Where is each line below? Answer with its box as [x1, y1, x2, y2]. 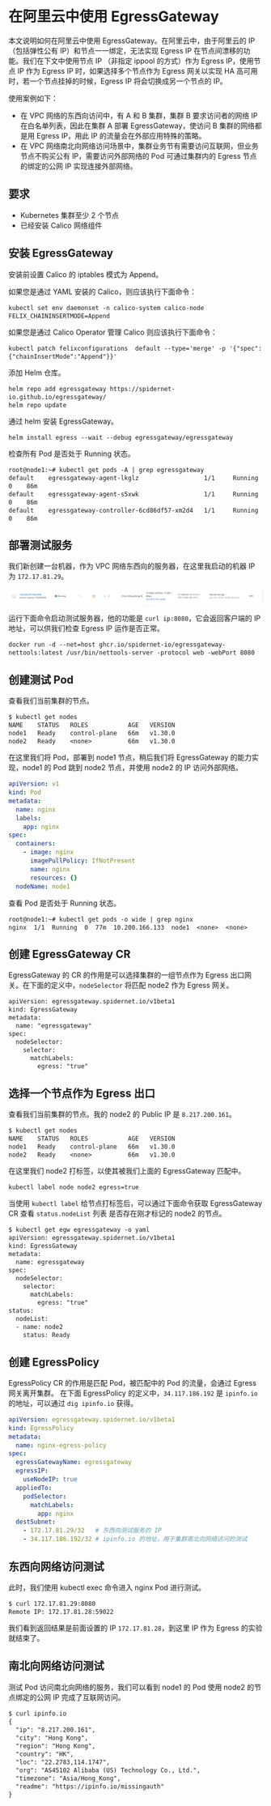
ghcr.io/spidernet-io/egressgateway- [98, 641, 227, 649]
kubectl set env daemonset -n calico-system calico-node [8, 304, 205, 312]
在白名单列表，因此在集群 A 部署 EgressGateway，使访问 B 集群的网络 [19, 121, 255, 130]
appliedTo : [15, 1484, 53, 1492]
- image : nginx [23, 848, 74, 857]
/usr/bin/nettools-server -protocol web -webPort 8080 [66, 649, 255, 657]
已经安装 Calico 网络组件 [19, 220, 103, 230]
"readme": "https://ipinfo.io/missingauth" [15, 1783, 164, 1791]
